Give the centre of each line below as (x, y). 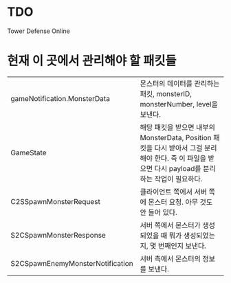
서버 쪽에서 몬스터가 (170, 225)
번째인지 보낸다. (182, 246)
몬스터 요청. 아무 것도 (180, 202)
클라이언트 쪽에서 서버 (174, 192)
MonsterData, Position (176, 137)
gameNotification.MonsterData (60, 98)
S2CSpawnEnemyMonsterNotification (72, 263)
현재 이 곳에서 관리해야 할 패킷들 (92, 61)
